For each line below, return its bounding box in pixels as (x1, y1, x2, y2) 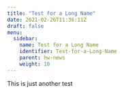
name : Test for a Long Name (19, 42, 99, 48)
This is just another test (7, 79, 73, 87)
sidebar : (13, 35, 38, 42)
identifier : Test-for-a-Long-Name (19, 48, 117, 55)
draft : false (7, 22, 44, 29)
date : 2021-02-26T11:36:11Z (7, 16, 87, 23)
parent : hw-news (19, 54, 66, 61)
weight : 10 (19, 61, 50, 67)
